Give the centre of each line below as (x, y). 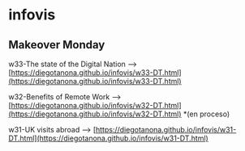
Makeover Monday (57, 45)
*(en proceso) (206, 114)
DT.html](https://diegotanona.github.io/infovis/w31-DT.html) (108, 138)
